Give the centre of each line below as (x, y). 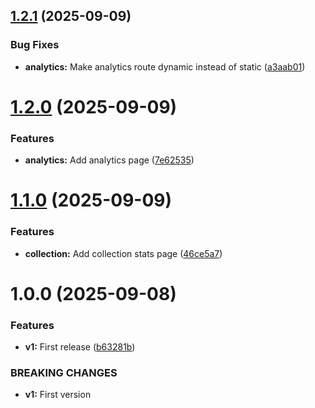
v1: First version (58, 395)
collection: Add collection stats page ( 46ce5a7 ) (123, 253)
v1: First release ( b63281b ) (80, 347)
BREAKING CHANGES (64, 373)
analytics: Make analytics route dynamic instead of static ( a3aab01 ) (165, 66)
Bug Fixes (35, 45)
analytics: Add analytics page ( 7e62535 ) (109, 160)
